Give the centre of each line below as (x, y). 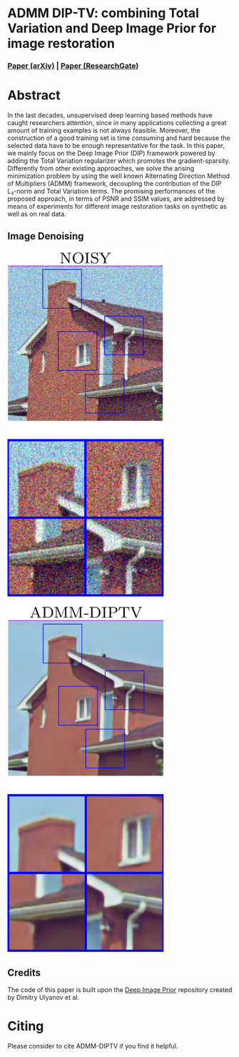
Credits (24, 972)
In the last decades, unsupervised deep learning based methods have (110, 115)
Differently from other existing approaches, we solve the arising (101, 169)
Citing (26, 1026)
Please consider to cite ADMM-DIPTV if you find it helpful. (93, 1046)
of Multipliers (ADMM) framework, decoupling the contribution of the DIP (115, 184)
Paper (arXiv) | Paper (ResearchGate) (73, 66)
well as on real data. (37, 214)
